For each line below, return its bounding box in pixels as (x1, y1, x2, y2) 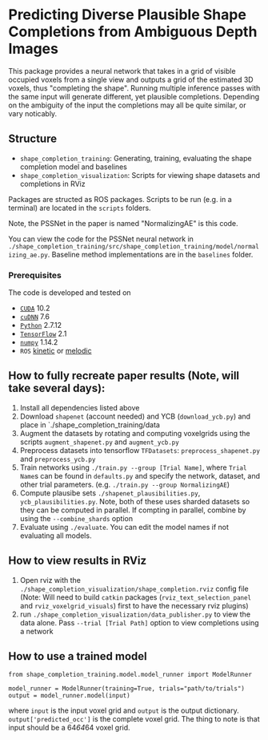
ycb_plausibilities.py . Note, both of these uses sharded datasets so (19, 496, 250, 506)
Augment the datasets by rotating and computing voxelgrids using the (19, 428, 250, 438)
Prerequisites (8, 269, 62, 281)
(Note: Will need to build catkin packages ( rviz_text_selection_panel (19, 592, 252, 602)
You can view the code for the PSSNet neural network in (8, 234, 194, 244)
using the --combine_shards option (19, 513, 134, 523)
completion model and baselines (19, 162, 128, 172)
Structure (8, 132, 58, 146)
